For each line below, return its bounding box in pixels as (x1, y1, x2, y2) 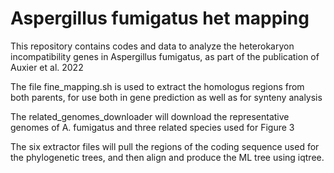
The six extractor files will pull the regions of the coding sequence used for (10, 140, 320, 152)
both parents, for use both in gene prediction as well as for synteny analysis (10, 91, 323, 103)
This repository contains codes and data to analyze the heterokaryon (10, 40, 295, 52)
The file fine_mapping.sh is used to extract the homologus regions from (10, 80, 305, 92)
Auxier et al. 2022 (10, 61, 84, 73)
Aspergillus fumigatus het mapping (10, 7, 310, 30)
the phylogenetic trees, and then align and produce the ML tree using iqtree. (10, 151, 325, 163)
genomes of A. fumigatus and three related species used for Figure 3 (10, 121, 295, 133)
